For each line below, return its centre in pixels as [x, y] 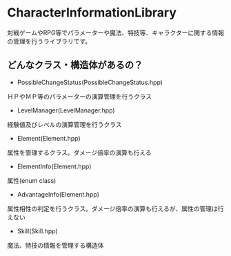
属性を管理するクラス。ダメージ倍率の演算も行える [79, 152]
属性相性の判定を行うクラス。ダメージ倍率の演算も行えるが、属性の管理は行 [115, 208]
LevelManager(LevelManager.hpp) [66, 110]
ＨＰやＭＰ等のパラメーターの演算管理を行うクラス [80, 96]
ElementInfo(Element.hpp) [54, 166]
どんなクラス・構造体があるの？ [75, 65]
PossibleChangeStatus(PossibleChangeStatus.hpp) [90, 82]
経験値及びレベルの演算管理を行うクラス [64, 124]
